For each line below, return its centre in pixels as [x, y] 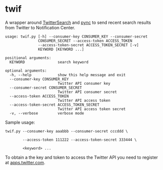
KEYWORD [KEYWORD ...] [61, 49]
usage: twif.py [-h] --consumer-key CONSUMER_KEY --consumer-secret [76, 37]
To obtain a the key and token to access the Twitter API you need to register [81, 157]
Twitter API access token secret [92, 109]
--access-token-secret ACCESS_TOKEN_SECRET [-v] [88, 45]
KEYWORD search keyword [49, 62]
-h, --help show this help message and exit [68, 75]
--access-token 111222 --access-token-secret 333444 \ [80, 140]
